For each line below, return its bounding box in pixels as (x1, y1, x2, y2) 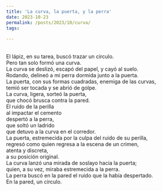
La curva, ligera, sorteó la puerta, (6, 91, 87, 98)
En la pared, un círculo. (6, 178, 62, 186)
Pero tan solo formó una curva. (6, 60, 81, 67)
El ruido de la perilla (6, 103, 54, 110)
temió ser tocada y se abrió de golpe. (6, 84, 97, 91)
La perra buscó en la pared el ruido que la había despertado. (6, 172, 153, 179)
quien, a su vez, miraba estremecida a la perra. (6, 166, 120, 173)
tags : (6, 25, 19, 31)
